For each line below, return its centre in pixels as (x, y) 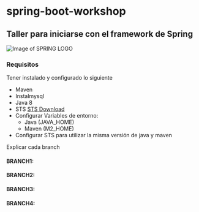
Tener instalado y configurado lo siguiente (60, 78)
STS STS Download (40, 109)
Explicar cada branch (33, 147)
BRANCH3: (21, 189)
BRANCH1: (20, 161)
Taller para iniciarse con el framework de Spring (100, 34)
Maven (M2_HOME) (49, 129)
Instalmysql (30, 96)
